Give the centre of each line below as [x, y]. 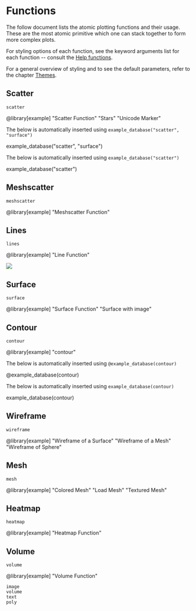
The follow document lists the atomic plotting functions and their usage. [93, 27]
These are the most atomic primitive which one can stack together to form [96, 33]
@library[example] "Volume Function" [52, 576]
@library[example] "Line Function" [48, 255]
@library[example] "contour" [41, 352]
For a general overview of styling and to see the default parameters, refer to [98, 68]
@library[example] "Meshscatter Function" [58, 212]
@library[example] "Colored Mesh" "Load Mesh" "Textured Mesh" [87, 490]
